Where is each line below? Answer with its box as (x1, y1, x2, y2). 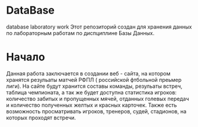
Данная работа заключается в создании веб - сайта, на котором (6, 69, 171, 77)
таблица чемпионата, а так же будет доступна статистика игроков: (6, 88, 177, 96)
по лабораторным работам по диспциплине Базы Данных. (6, 29, 155, 36)
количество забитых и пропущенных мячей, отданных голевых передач (6, 95, 189, 102)
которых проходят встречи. (6, 114, 76, 121)
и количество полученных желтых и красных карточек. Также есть (6, 101, 177, 109)
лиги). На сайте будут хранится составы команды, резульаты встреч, (6, 82, 183, 90)
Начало (6, 50, 46, 64)
